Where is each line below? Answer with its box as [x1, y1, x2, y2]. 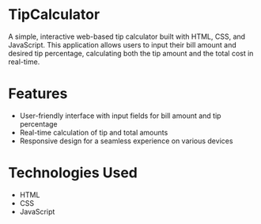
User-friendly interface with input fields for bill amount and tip [19, 111, 221, 120]
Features [8, 85, 68, 103]
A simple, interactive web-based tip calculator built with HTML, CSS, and [8, 32, 246, 41]
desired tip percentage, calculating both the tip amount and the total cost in [8, 48, 254, 58]
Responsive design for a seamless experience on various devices [19, 136, 233, 146]
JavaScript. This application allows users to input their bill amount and [8, 40, 236, 49]
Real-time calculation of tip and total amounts [19, 127, 168, 137]
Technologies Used [8, 164, 138, 182]
